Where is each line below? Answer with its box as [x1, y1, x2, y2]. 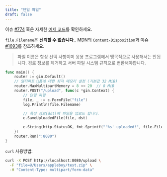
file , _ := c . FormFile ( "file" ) [23, 97, 88, 102]
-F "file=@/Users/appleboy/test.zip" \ [9, 163, 92, 168]
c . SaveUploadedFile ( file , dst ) [23, 115, 88, 121]
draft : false [5, 12, 32, 17]
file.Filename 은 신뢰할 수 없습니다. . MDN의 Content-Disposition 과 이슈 [5, 37, 149, 43]
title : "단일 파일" [5, 7, 41, 12]
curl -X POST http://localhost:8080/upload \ [5, 158, 101, 163]
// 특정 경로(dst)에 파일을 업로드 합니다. [23, 111, 100, 116]
